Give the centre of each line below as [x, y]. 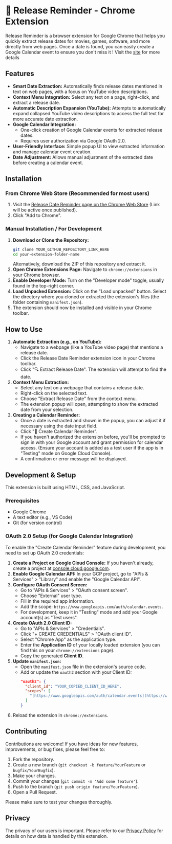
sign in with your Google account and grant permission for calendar [92, 442]
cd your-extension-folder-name [46, 254]
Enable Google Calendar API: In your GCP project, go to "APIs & [80, 573]
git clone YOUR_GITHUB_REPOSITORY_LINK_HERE [61, 249]
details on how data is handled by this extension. [57, 836]
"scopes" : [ [38, 691]
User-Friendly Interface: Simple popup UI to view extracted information [89, 146]
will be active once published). [45, 210]
